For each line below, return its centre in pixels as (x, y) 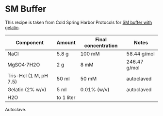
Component (30, 42)
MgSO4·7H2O (24, 65)
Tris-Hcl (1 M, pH (28, 75)
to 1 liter (66, 97)
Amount (66, 42)
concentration (101, 46)
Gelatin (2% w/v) (27, 89)
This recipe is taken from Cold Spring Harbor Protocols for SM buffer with (79, 22)
